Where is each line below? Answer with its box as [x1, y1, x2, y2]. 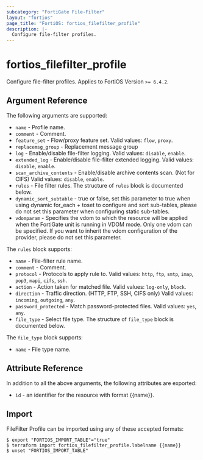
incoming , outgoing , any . [15, 296, 75, 303]
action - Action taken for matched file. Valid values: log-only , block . [15, 283, 187, 290]
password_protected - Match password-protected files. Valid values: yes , [15, 302, 197, 310]
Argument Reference [6, 96, 88, 106]
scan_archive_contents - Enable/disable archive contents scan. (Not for [15, 169, 195, 176]
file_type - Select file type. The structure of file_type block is [15, 315, 174, 323]
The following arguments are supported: [6, 111, 108, 119]
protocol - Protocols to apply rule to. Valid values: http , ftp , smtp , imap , [15, 270, 194, 277]
